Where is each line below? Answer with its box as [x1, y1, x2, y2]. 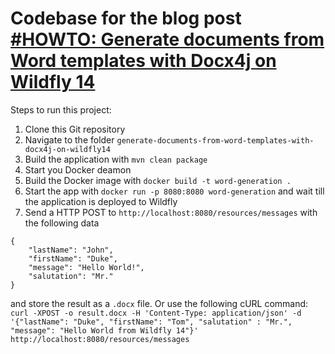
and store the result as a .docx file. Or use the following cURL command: [10, 297, 309, 309]
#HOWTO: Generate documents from [10, 28, 325, 51]
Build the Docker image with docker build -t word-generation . [24, 174, 292, 186]
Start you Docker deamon [24, 163, 132, 176]
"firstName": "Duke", [28, 253, 118, 264]
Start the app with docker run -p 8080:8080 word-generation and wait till [24, 185, 325, 197]
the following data [24, 217, 100, 229]
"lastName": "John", [28, 245, 114, 255]
